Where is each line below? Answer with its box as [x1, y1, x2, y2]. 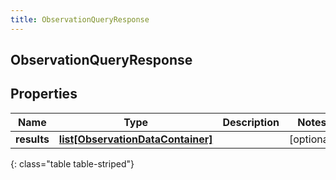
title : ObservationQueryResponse [10, 14, 150, 25]
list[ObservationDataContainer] [58, 132, 213, 146]
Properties [10, 86, 78, 103]
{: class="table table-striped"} [10, 157, 135, 170]
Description [222, 115, 280, 129]
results [15, 132, 50, 146]
